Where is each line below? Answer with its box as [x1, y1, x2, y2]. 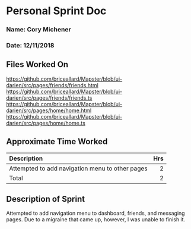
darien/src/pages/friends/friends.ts [6, 94, 93, 101]
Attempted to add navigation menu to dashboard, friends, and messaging [6, 209, 185, 217]
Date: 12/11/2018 [6, 42, 55, 50]
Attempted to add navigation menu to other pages [9, 164, 148, 173]
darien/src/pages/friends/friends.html [6, 81, 99, 88]
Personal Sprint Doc [6, 4, 107, 18]
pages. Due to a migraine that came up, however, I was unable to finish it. [6, 216, 186, 223]
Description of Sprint [6, 194, 85, 204]
